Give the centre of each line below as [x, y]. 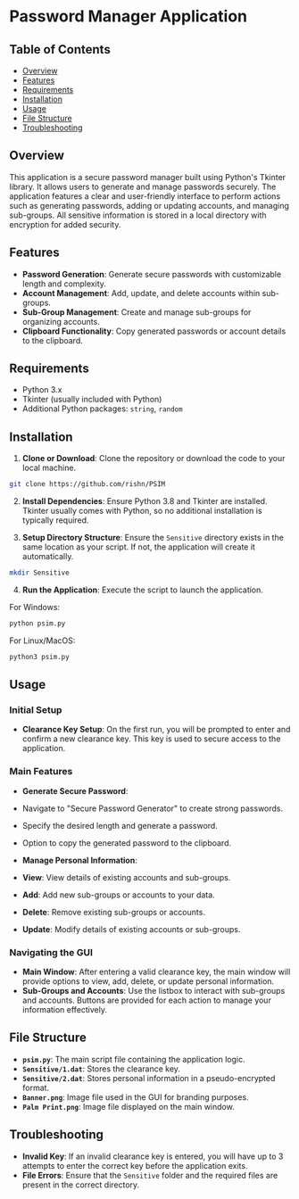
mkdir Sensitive [39, 573]
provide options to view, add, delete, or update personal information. [148, 981]
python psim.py [37, 624]
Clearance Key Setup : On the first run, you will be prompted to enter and [156, 730]
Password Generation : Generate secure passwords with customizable [152, 274]
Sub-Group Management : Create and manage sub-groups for [137, 312]
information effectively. [65, 1010]
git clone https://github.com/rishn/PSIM [87, 484]
